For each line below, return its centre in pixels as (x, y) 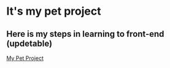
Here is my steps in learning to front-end (85, 34)
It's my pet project (54, 11)
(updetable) (29, 43)
